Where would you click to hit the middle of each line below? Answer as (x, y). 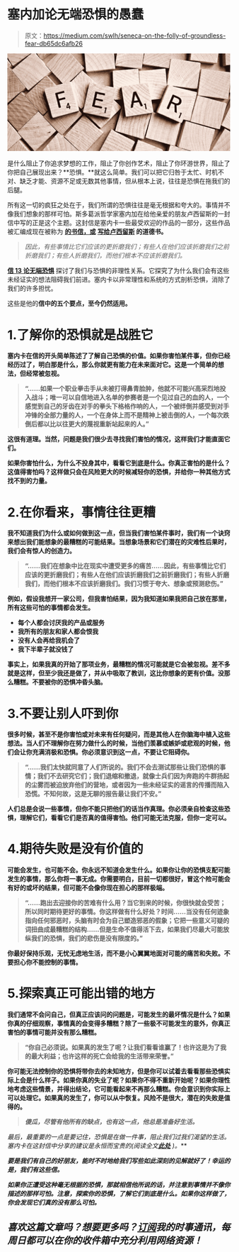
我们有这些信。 (41, 1170)
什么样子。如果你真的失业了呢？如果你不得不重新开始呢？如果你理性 (131, 1080)
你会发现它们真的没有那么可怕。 (54, 1202)
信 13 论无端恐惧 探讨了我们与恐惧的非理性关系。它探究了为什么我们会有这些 (118, 271)
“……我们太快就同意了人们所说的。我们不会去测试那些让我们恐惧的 (122, 768)
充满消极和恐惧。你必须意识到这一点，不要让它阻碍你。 (112, 752)
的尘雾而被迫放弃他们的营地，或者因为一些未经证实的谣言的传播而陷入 (127, 785)
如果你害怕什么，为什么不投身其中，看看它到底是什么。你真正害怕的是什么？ (119, 463)
